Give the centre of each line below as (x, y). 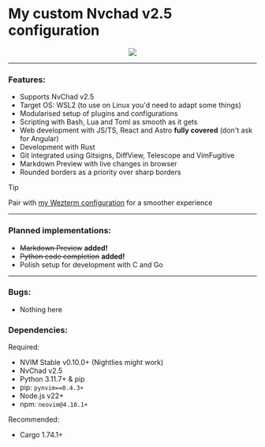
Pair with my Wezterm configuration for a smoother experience (110, 203)
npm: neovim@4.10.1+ (54, 404)
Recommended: (34, 419)
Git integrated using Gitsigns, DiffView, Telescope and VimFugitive (127, 155)
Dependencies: (38, 330)
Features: (27, 80)
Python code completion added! (72, 256)
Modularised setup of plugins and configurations (99, 114)
